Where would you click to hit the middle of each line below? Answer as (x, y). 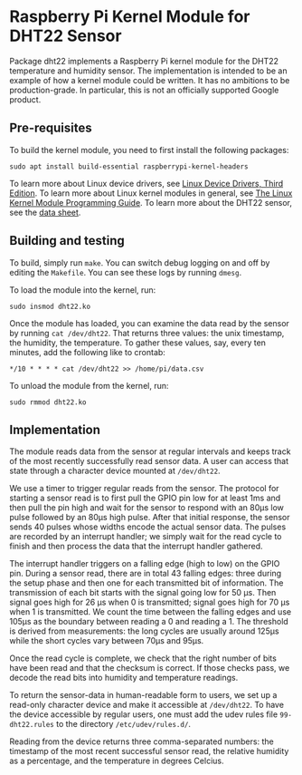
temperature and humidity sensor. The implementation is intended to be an (148, 71)
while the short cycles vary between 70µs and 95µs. (107, 641)
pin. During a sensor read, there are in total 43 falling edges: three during (146, 574)
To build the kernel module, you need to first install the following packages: (149, 150)
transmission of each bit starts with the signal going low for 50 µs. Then (143, 593)
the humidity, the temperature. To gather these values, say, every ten (138, 343)
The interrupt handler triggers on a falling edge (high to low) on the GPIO (145, 564)
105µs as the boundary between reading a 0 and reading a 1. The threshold (149, 622)
